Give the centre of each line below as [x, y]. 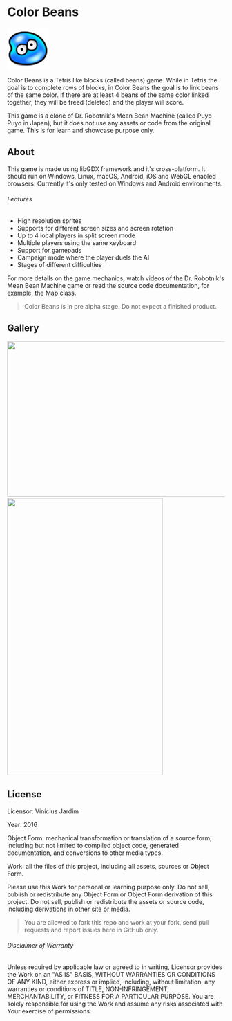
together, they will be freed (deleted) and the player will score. [96, 102]
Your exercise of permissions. [49, 1011]
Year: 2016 [22, 824]
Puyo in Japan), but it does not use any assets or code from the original [109, 123]
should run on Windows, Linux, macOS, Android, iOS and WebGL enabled [112, 176]
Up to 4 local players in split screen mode [76, 235]
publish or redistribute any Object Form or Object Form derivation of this [110, 894]
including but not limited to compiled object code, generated [93, 845]
